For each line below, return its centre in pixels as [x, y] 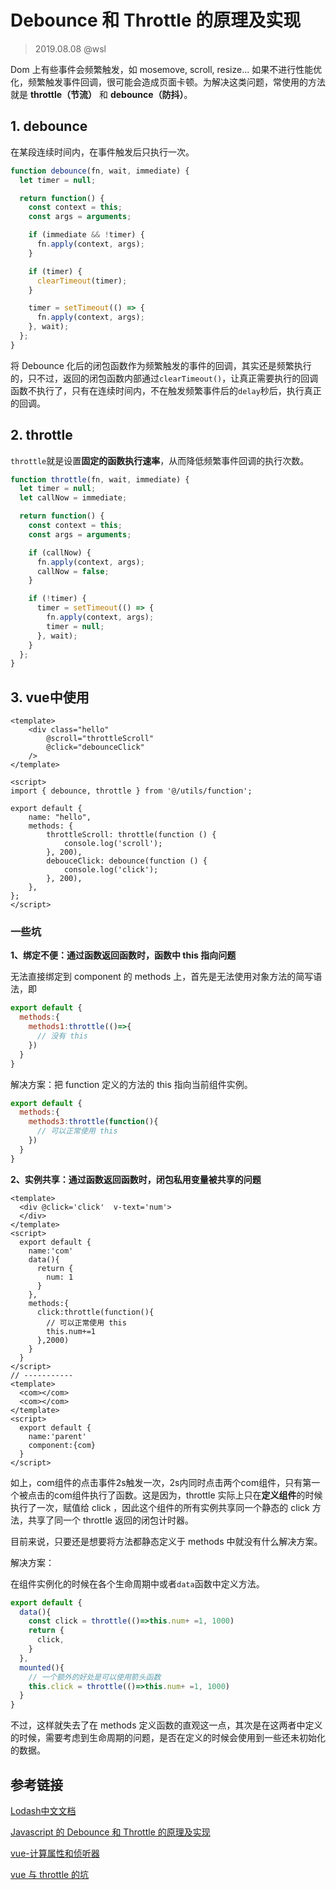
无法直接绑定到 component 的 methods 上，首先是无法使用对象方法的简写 [162, 977]
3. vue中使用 [50, 697]
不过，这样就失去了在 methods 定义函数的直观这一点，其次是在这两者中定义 [166, 1725]
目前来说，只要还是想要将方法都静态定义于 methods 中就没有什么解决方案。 [166, 1541]
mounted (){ [42, 1667]
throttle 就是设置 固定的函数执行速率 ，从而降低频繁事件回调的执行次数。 [160, 460]
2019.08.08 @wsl [70, 48]
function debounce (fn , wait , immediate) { [100, 171]
